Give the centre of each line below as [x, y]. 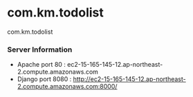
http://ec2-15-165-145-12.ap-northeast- [129, 79]
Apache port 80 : [41, 65]
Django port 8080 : [44, 79]
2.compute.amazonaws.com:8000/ [67, 87]
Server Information [40, 50]
